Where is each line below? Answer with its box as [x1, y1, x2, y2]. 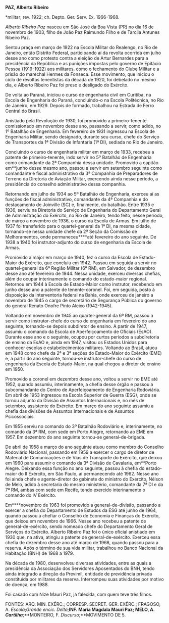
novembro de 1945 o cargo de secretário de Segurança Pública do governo [5, 298, 162, 303]
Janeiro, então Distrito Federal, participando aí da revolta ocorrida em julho [5, 50, 161, 56]
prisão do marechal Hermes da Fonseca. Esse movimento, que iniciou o [5, 71, 154, 77]
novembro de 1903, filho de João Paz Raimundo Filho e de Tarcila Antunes [5, 29, 160, 35]
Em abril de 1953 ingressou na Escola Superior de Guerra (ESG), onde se [5, 392, 156, 398]
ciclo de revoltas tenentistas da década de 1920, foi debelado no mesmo [5, 77, 156, 82]
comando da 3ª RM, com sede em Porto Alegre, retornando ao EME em [5, 429, 154, 435]
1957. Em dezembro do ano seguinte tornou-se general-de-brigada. [5, 434, 146, 440]
